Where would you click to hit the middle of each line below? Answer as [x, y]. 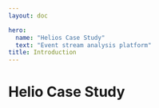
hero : [17, 30]
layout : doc [28, 16]
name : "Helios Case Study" [60, 38]
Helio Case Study [67, 92]
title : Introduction [43, 53]
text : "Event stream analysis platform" [83, 45]
